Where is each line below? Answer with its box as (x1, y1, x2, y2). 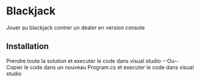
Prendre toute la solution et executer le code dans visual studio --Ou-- (6, 57, 179, 64)
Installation (6, 41, 49, 51)
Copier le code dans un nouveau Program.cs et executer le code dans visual (6, 63, 194, 71)
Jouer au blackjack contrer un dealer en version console (6, 24, 145, 31)
